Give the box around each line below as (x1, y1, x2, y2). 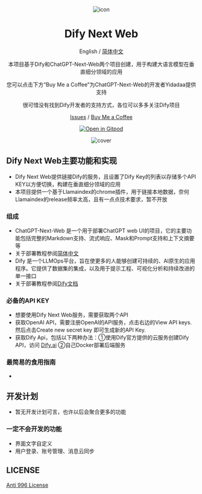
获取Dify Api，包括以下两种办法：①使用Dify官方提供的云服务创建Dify (14, 334, 189, 341)
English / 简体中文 (79, 48, 124, 55)
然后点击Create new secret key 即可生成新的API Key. (14, 326, 146, 334)
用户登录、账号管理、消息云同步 (14, 447, 95, 455)
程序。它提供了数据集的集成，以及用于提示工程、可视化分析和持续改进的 (14, 265, 195, 272)
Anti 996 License (6, 481, 49, 489)
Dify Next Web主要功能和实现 (6, 156, 118, 166)
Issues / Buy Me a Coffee (70, 113, 133, 120)
